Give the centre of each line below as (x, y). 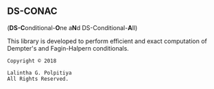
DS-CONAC (32, 11)
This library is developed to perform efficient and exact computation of (107, 41)
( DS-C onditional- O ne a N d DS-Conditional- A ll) (72, 27)
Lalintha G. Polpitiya (39, 73)
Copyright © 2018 (32, 61)
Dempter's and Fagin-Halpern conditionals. (68, 48)
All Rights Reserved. (38, 79)
